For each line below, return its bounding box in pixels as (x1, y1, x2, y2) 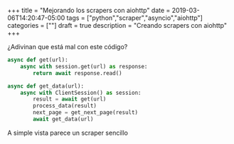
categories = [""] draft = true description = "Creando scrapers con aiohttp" (7, 21, 228, 29)
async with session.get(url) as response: (20, 63, 148, 70)
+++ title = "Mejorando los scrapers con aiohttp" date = (7, 6, 171, 14)
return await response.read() (33, 69, 122, 77)
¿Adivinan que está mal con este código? (7, 43, 128, 51)
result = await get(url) (33, 96, 107, 103)
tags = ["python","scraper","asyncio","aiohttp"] (66, 14, 203, 22)
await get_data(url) (33, 115, 94, 123)
